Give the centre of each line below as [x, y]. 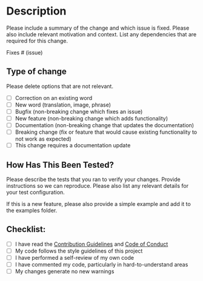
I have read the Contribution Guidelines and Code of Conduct [92, 244]
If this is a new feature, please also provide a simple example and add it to [98, 204]
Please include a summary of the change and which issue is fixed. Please [98, 28]
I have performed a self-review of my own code [75, 257]
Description [36, 11]
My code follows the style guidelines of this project [79, 251]
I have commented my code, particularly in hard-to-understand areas [101, 264]
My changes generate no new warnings [65, 271]
